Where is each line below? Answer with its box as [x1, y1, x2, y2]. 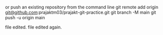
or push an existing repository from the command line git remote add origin [5, 4, 159, 10]
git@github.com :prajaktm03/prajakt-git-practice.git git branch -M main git [5, 9, 156, 15]
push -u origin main [5, 15, 46, 20]
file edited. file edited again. [5, 24, 62, 30]
